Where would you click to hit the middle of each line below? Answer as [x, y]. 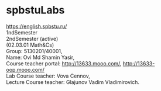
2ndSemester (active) [32, 38]
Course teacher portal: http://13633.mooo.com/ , [64, 63]
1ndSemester [22, 32]
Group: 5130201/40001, [34, 51]
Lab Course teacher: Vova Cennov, [48, 76]
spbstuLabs [35, 10]
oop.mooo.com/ [25, 69]
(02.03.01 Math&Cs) [30, 45]
